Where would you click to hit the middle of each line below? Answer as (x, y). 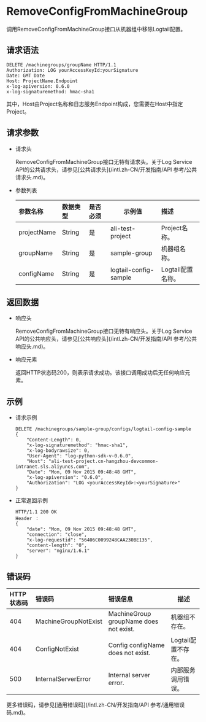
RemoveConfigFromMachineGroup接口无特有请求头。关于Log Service (104, 161)
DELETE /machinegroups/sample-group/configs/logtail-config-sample (103, 429)
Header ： (27, 519)
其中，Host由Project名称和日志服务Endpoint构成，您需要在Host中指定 (95, 104)
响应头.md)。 (32, 347)
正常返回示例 (31, 500)
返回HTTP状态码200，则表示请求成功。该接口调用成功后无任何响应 (100, 373)
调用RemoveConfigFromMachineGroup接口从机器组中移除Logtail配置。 (96, 29)
